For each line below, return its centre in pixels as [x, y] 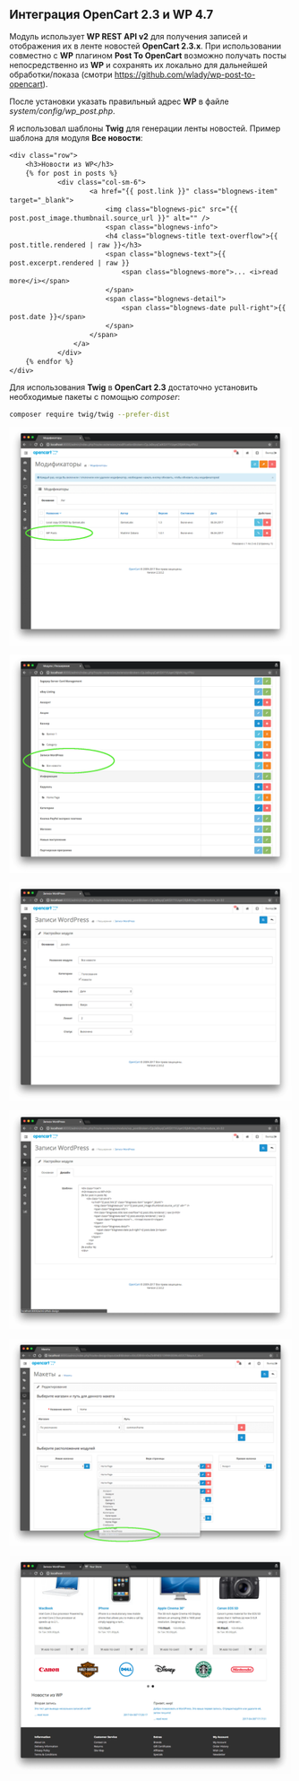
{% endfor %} [50, 361]
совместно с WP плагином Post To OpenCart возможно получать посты [148, 55]
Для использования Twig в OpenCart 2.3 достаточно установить [133, 387]
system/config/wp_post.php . [62, 110]
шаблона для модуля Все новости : [76, 137]
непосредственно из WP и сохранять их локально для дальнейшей [138, 65]
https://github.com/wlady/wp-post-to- [185, 74]
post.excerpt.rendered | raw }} [69, 263]
